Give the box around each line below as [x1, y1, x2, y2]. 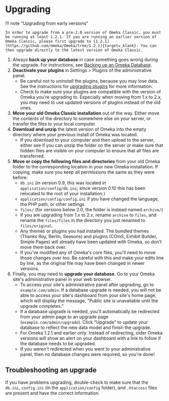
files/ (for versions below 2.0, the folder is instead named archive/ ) [20, 206, 163, 212]
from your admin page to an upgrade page [20, 314, 108, 320]
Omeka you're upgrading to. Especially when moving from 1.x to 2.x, [20, 94, 162, 100]
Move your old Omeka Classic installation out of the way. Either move [12, 110, 160, 116]
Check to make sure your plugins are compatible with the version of [20, 88, 161, 94]
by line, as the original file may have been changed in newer [20, 260, 145, 266]
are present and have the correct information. [5, 390, 100, 396]
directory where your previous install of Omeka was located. [12, 131, 138, 137]
